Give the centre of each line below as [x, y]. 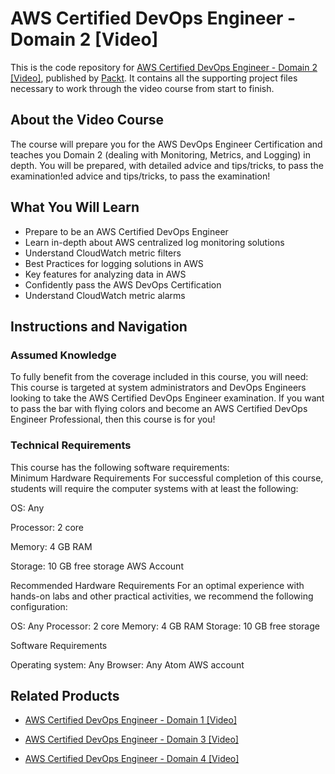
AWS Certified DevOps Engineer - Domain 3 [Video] [131, 739]
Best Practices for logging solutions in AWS [114, 263]
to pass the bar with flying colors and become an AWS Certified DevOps [159, 409]
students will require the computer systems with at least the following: [154, 488]
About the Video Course [87, 120]
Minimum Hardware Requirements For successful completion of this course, [167, 478]
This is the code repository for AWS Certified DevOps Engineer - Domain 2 [164, 67]
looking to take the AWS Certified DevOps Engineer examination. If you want [167, 398]
